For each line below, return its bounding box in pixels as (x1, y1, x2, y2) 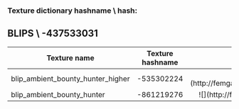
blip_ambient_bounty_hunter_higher (11, 74, 130, 84)
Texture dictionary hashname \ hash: (7, 6, 137, 16)
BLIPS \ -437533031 (7, 28, 98, 40)
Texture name (46, 52, 95, 62)
